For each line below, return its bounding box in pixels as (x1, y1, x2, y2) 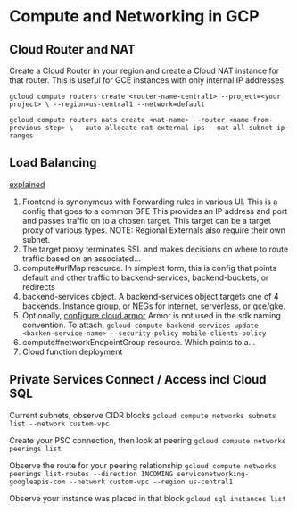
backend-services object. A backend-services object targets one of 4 (21, 291, 279, 301)
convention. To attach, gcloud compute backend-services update (21, 319, 259, 330)
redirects (21, 281, 55, 292)
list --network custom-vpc (9, 419, 110, 428)
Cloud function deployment (21, 346, 123, 357)
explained (9, 178, 45, 189)
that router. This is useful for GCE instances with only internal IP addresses (9, 75, 284, 86)
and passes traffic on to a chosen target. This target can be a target (21, 215, 271, 226)
